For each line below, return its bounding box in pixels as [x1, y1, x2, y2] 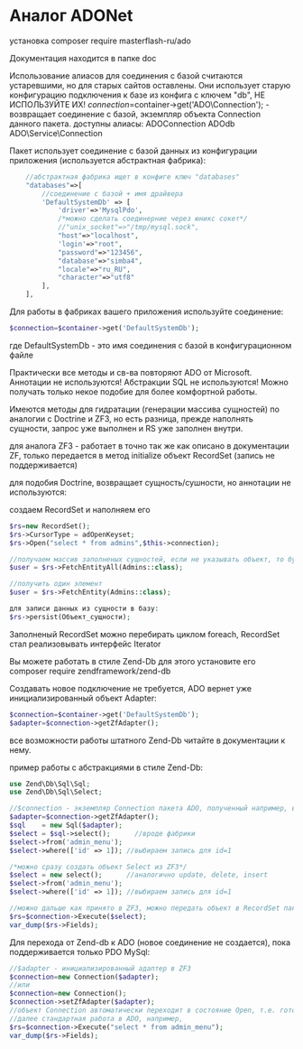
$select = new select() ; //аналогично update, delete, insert [9, 870, 269, 880]
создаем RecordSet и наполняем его [9, 504, 151, 515]
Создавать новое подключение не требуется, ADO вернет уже [9, 682, 252, 693]
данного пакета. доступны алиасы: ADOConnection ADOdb [9, 118, 235, 129]
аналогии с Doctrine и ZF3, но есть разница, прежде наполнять [9, 413, 254, 424]
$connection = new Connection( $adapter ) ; [9, 972, 160, 981]
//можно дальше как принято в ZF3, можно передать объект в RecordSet [9, 904, 280, 913]
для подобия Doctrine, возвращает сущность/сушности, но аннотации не [9, 477, 291, 487]
